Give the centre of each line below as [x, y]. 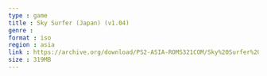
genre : [21, 30]
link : [19, 52]
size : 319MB [30, 60]
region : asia [32, 45]
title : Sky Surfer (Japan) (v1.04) [69, 23]
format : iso [30, 38]
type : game [28, 15]
